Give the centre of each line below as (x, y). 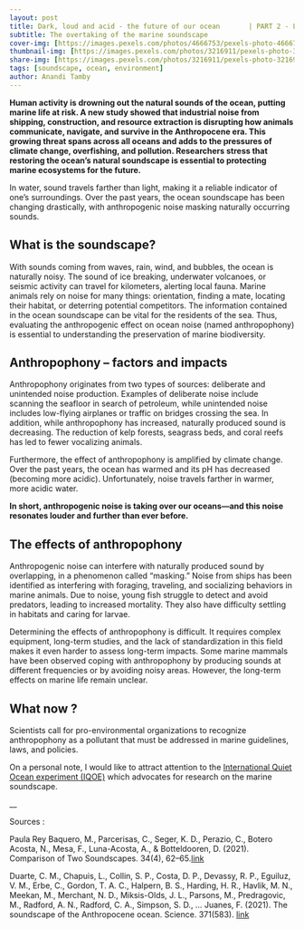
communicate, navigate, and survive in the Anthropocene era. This (138, 131)
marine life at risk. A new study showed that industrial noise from (134, 112)
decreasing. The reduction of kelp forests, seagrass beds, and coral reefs (146, 432)
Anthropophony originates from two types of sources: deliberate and (138, 384)
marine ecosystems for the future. (76, 169)
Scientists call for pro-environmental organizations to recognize (128, 730)
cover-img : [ (34, 43)
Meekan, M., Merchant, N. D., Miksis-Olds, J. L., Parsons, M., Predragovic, (147, 895)
